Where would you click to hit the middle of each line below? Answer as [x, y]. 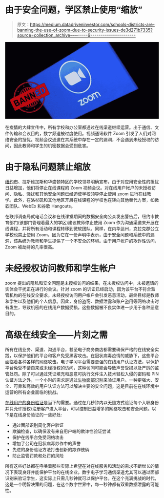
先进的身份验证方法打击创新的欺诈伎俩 [51, 449]
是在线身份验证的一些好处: [36, 415]
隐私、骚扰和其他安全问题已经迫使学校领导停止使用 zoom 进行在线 [80, 194]
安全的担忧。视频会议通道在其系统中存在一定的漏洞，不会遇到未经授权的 [82, 139]
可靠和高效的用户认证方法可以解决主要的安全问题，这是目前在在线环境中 [86, 386]
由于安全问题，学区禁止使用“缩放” [74, 10]
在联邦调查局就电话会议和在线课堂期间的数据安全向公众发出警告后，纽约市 [80, 216]
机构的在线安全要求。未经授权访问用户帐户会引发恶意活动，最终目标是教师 [84, 295]
